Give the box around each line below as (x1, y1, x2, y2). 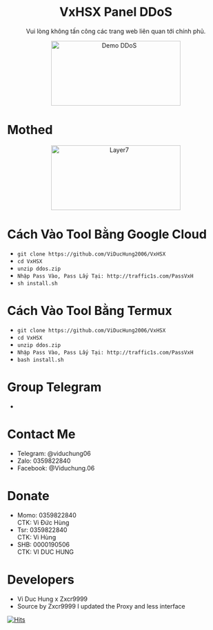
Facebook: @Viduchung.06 (17, 464, 95, 472)
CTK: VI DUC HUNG (17, 547, 74, 556)
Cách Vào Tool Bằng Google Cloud (7, 227, 207, 242)
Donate (7, 488, 50, 504)
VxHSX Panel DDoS (59, 4, 172, 20)
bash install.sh (17, 356, 64, 363)
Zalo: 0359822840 (17, 457, 71, 465)
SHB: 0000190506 (17, 540, 70, 548)
